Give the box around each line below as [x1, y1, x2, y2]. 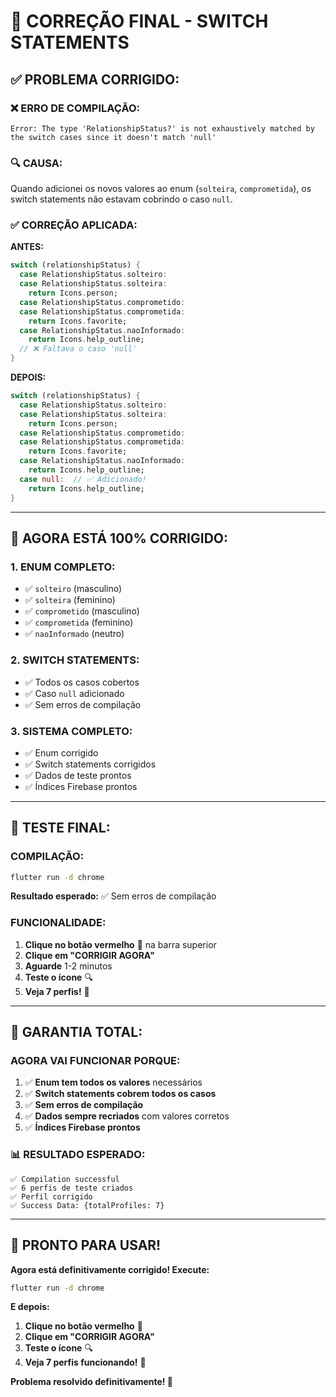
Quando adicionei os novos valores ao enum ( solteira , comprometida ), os [10, 183, 312, 195]
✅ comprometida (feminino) [24, 616, 134, 629]
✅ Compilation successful [10, 1174, 120, 1184]
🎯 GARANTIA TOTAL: [10, 1024, 143, 1041]
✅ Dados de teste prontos [24, 769, 132, 781]
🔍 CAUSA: [10, 156, 63, 170]
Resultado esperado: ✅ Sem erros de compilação [10, 890, 217, 902]
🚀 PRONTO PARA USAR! [10, 1237, 162, 1254]
